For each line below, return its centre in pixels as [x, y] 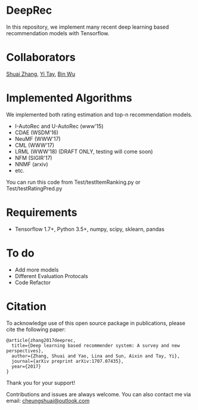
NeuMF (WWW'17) [38, 138]
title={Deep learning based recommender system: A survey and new [96, 346]
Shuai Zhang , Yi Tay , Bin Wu [41, 74]
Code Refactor [33, 282]
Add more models [37, 270]
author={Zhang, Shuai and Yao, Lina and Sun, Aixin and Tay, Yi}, [96, 356]
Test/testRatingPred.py [34, 188]
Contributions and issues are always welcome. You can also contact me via [99, 394]
